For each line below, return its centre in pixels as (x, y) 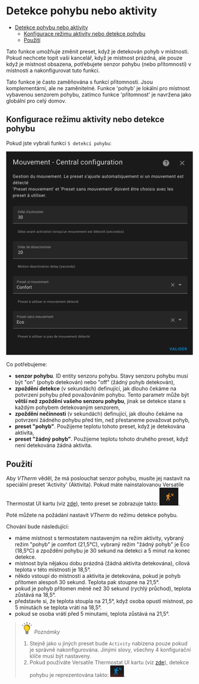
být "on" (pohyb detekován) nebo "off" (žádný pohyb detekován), (95, 382)
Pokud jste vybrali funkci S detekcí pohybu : (59, 143)
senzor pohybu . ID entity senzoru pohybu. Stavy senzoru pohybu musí (101, 376)
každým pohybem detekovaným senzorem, (67, 407)
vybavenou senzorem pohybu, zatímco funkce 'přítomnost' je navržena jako (99, 94)
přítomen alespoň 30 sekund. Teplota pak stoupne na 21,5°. (87, 582)
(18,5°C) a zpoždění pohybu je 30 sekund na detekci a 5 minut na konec (102, 551)
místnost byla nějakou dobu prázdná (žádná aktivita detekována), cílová (102, 563)
